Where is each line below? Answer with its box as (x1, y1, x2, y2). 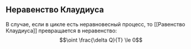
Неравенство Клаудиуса (5, 5, 104, 15)
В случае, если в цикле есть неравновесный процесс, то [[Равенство (5, 20, 186, 27)
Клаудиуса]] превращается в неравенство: (5, 27, 117, 34)
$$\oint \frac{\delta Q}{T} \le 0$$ (59, 36, 143, 44)
